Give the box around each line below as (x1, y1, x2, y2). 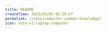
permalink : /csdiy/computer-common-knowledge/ (5, 16, 102, 21)
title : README (5, 7, 34, 12)
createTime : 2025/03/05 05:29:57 (5, 12, 73, 16)
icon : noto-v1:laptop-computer (5, 20, 69, 26)
